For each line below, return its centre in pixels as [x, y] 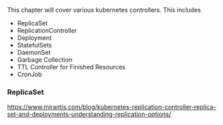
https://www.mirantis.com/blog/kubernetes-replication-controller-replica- [112, 107]
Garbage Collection [45, 60]
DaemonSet [34, 52]
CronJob [30, 74]
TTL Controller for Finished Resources [71, 67]
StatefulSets [34, 45]
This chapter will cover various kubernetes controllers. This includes [104, 10]
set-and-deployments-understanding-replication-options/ [89, 114]
